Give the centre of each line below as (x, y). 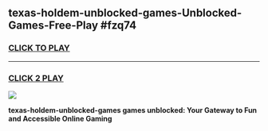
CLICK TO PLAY (39, 48)
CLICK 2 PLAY (36, 78)
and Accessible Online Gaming (60, 118)
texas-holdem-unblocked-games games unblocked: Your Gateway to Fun (133, 110)
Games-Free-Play (53, 26)
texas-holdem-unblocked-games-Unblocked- (125, 13)
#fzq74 (118, 26)
